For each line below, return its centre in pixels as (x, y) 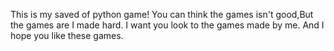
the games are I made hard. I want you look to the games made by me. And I (167, 25)
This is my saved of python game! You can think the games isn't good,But (162, 14)
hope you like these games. (67, 35)
